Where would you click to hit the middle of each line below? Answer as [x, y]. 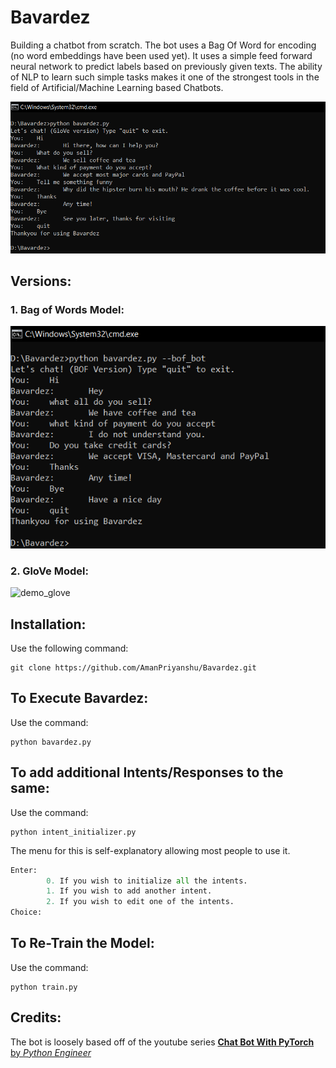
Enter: [24, 870]
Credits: [36, 1017]
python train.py [44, 987]
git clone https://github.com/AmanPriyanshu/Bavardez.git [133, 668]
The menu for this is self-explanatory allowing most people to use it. [150, 850]
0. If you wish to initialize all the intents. [147, 881]
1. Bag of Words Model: [67, 309]
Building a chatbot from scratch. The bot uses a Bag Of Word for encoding [163, 45]
